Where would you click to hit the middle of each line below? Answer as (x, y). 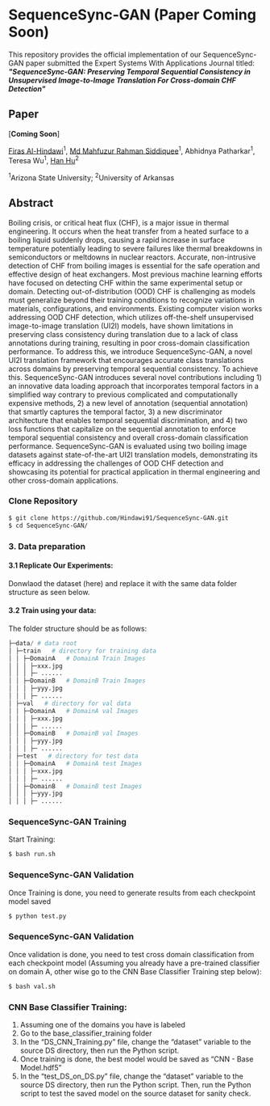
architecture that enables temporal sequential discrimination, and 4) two (128, 420)
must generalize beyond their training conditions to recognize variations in (132, 300)
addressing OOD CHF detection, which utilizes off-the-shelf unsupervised (131, 317)
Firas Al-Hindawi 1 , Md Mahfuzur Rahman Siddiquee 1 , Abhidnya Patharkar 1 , (132, 150)
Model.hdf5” (41, 1067)
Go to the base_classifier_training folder (86, 1033)
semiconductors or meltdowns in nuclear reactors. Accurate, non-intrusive (132, 257)
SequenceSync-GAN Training (68, 822)
